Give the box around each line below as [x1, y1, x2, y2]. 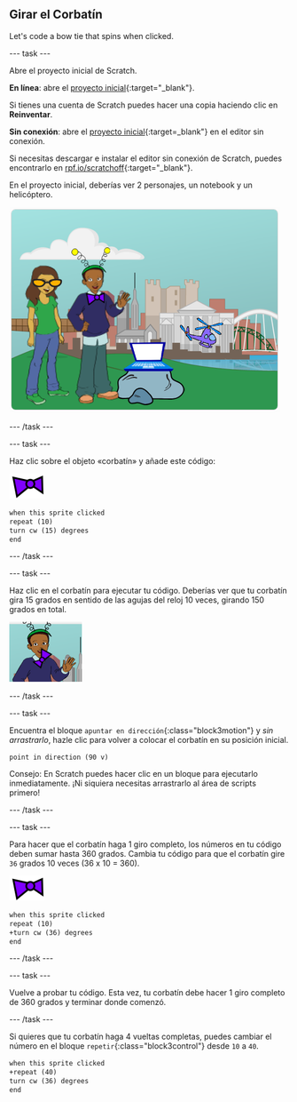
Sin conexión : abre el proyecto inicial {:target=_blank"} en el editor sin [9, 126, 264, 137]
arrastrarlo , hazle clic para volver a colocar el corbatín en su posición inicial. [9, 734, 289, 745]
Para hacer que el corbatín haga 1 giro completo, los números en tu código [9, 839, 282, 850]
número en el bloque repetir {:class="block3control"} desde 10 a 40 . [9, 1040, 259, 1051]
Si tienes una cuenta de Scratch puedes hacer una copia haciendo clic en [9, 100, 278, 110]
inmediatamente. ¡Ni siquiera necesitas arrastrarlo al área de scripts [9, 778, 257, 788]
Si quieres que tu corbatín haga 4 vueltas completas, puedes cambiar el [9, 1031, 272, 1042]
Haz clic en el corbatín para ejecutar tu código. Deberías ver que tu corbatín [9, 585, 287, 595]
